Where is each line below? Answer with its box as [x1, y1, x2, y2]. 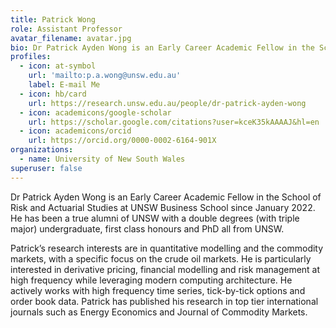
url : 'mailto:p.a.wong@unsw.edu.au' [28, 71, 182, 81]
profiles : [10, 52, 52, 62]
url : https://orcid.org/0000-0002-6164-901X [28, 136, 217, 146]
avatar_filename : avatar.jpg [10, 33, 132, 43]
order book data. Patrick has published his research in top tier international [10, 295, 319, 307]
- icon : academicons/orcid [19, 126, 132, 136]
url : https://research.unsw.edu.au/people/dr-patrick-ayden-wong [28, 98, 307, 108]
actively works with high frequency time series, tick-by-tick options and [10, 284, 306, 296]
